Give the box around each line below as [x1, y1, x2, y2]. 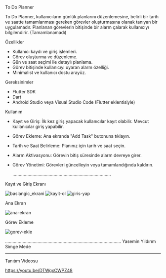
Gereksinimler [5, 79, 34, 85]
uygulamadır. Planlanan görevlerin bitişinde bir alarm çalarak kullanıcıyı [5, 24, 149, 30]
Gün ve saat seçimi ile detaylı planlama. [12, 59, 93, 65]
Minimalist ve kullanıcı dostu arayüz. [12, 70, 86, 76]
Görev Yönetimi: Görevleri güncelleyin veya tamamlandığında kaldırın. [12, 162, 154, 167]
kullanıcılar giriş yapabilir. [12, 123, 64, 129]
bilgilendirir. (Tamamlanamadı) [5, 30, 67, 35]
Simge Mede [5, 244, 31, 249]
